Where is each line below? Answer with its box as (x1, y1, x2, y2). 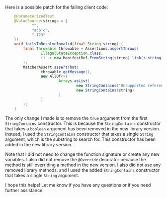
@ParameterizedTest (14, 14, 55, 19)
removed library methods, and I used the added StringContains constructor (5, 167, 160, 173)
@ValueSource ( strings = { (14, 18, 68, 23)
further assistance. (5, 188, 44, 194)
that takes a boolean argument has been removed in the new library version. (5, 126, 161, 132)
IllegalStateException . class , (40, 51, 103, 56)
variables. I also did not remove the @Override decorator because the (5, 157, 146, 163)
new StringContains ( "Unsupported (76, 83, 146, 89)
